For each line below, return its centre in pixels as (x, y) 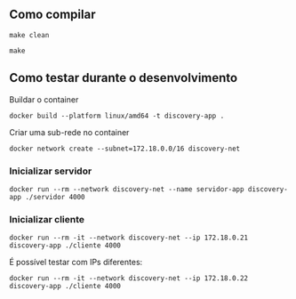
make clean (29, 35)
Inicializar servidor (51, 171)
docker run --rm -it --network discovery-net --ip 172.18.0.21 (129, 238)
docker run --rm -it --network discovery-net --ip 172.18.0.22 (129, 279)
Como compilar (52, 15)
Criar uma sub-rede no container (69, 132)
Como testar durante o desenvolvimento (124, 78)
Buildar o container (44, 99)
